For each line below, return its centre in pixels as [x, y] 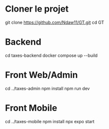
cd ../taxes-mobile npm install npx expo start [50, 121]
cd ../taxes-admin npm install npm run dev [47, 88]
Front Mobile [31, 108]
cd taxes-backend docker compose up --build [51, 55]
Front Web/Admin [41, 75]
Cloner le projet [37, 9]
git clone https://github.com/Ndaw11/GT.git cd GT [55, 22]
